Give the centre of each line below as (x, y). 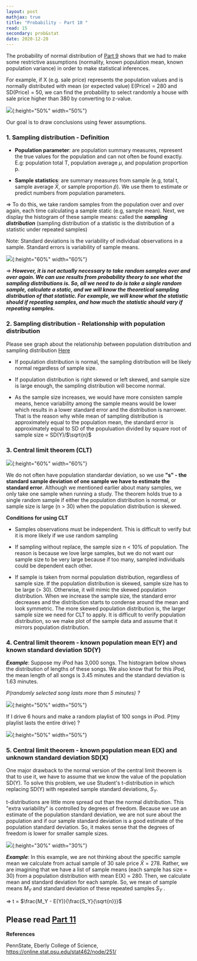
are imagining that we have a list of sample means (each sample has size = (97, 870)
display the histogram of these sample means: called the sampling (87, 217)
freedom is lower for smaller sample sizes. (57, 834)
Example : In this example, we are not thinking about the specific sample (94, 857)
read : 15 (17, 28)
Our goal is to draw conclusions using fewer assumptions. (76, 122)
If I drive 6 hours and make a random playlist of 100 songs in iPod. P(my (93, 717)
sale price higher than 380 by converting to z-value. (69, 99)
